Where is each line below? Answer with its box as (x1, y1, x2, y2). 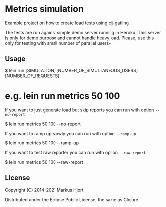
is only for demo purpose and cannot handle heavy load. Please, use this (5, 35, 154, 41)
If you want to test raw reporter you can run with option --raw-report (5, 149, 146, 155)
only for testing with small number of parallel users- (5, 40, 111, 46)
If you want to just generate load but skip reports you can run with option (5, 107, 154, 113)
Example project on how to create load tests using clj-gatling (5, 20, 129, 26)
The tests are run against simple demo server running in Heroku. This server (5, 29, 161, 35)
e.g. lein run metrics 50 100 (5, 90, 120, 101)
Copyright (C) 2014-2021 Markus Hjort (5, 187, 84, 193)
